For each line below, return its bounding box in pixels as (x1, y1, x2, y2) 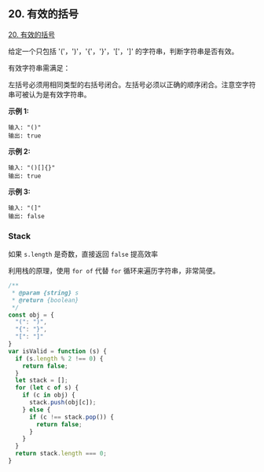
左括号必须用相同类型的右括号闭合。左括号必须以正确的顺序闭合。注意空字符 (8, 79, 256, 89)
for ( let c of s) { (15, 384, 79, 392)
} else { (22, 405, 51, 414)
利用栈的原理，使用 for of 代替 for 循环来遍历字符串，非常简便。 (8, 266, 220, 276)
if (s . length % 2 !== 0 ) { (15, 354, 104, 363)
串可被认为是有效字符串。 (8, 90, 91, 99)
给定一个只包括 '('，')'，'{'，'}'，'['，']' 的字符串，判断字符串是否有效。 (8, 46, 239, 56)
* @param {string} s (11, 289, 79, 297)
